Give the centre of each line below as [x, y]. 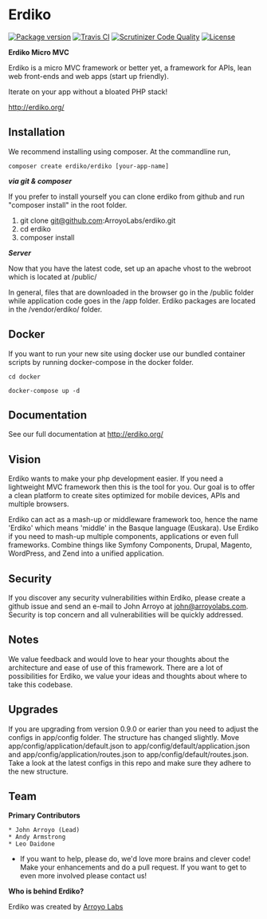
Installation [37, 132]
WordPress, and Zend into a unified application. [86, 553]
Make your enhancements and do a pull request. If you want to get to [133, 867]
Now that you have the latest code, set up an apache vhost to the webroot [130, 268]
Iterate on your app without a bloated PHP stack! [88, 91]
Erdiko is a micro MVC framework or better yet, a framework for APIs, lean [130, 67]
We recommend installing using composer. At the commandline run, [120, 151]
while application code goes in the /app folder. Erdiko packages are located [132, 300]
